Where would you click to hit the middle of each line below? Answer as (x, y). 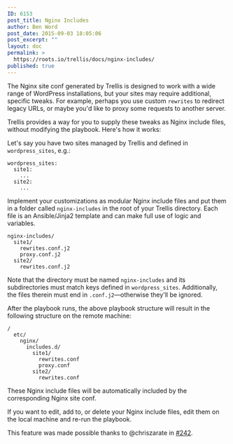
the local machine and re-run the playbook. (69, 419)
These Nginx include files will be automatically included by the (97, 391)
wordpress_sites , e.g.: (39, 150)
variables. (21, 223)
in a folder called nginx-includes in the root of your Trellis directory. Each (113, 208)
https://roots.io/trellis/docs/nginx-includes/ (84, 60)
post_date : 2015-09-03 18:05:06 (54, 33)
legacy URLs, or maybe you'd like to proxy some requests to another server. (116, 108)
